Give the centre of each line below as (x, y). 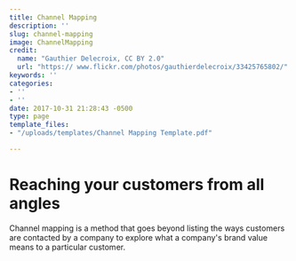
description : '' (39, 26)
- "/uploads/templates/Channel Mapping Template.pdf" (111, 133)
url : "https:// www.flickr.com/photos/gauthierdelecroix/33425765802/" (153, 67)
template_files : (39, 125)
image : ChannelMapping (51, 42)
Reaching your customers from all (137, 185)
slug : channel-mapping (51, 34)
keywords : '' (33, 75)
